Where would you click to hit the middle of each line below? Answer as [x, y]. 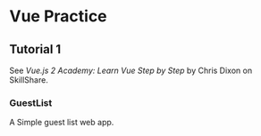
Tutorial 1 [35, 49]
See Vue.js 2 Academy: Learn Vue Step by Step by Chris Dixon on [131, 70]
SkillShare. [29, 80]
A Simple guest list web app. [62, 123]
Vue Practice [58, 16]
